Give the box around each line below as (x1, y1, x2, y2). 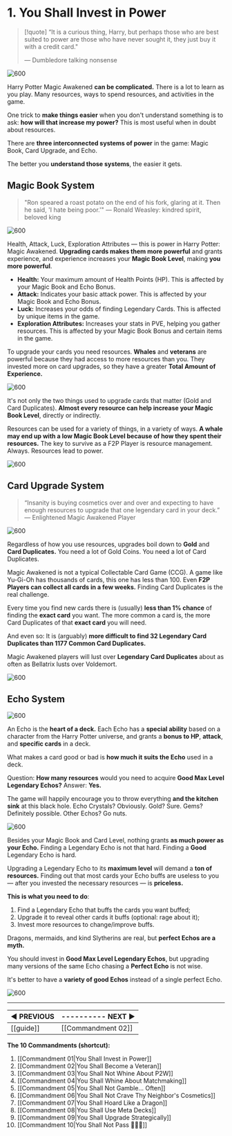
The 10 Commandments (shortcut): (7, 1041, 110, 1049)
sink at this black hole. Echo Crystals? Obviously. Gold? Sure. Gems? (7, 802, 204, 811)
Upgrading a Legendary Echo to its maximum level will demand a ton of (7, 864, 213, 873)
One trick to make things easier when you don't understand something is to (7, 111, 224, 119)
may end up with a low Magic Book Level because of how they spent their (7, 431, 222, 440)
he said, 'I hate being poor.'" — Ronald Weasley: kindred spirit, (23, 206, 202, 214)
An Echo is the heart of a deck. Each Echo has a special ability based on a (7, 725, 221, 733)
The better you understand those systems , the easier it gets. (7, 159, 182, 168)
